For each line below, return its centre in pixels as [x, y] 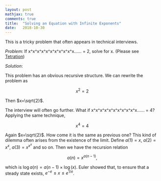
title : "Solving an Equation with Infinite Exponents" [63, 23]
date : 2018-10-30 [25, 28]
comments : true [21, 19]
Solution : [14, 66]
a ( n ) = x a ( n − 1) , [82, 157]
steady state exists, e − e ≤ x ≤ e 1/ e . [40, 173]
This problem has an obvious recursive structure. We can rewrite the [74, 76]
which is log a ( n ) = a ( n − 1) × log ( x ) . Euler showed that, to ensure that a [77, 167]
